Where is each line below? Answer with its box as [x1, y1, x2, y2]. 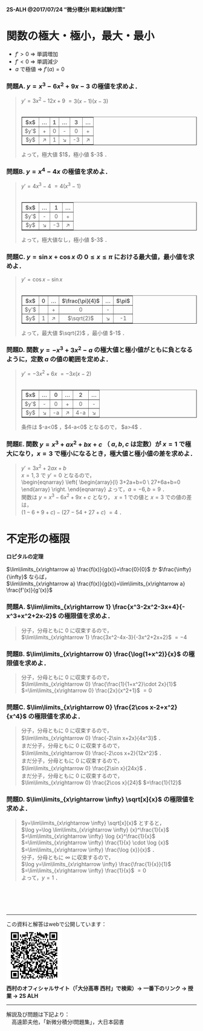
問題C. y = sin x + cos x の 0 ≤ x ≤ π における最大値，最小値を [6, 252, 188, 261]
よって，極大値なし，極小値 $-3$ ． [21, 236, 111, 243]
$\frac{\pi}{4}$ [61, 297, 100, 304]
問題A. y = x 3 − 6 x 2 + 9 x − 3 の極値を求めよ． [6, 81, 141, 91]
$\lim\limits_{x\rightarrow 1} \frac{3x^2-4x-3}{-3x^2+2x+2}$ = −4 [21, 634, 187, 641]
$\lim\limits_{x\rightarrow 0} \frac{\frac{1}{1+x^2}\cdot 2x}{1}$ [21, 681, 177, 688]
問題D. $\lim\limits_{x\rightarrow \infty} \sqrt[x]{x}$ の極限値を [6, 795, 195, 804]
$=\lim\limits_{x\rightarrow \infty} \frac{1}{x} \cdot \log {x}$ [21, 839, 169, 846]
